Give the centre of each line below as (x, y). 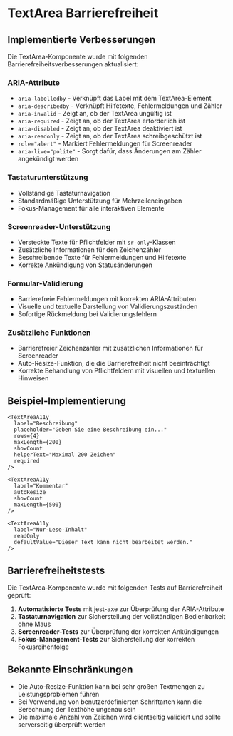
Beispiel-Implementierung (67, 401)
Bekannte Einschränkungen (70, 669)
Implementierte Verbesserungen (82, 40)
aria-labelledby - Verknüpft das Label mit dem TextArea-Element (114, 99)
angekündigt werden (48, 159)
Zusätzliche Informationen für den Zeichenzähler (89, 249)
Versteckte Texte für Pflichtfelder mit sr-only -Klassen (97, 242)
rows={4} (27, 436)
